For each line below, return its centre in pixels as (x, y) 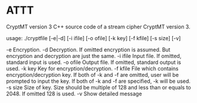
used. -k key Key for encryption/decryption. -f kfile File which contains (92, 68)
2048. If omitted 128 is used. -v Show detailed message (74, 94)
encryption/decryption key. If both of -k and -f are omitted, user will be (93, 75)
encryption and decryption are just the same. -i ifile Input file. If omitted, (94, 56)
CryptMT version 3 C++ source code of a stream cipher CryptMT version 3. (98, 27)
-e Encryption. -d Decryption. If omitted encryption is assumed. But (88, 49)
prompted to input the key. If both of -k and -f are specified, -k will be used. (98, 81)
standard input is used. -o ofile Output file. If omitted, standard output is (94, 62)
